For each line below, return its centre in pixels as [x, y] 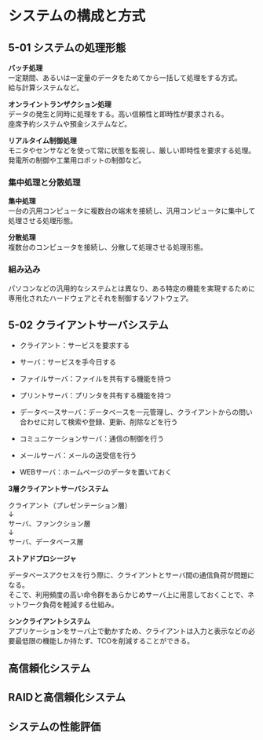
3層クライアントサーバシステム [58, 489]
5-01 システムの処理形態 [67, 48]
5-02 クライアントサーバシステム [88, 325]
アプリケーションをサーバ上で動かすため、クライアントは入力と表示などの [128, 631]
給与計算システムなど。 [46, 88]
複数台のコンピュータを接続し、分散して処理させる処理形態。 [108, 247]
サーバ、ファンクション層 [49, 524]
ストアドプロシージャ [42, 559]
